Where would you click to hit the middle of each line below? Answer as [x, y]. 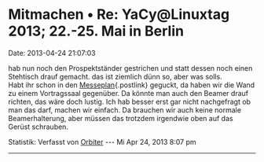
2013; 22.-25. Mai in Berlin [96, 31]
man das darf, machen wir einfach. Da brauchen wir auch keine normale [125, 110]
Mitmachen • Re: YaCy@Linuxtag [119, 15]
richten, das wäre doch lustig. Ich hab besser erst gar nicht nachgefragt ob [130, 101]
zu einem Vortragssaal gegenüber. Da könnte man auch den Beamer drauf [128, 93]
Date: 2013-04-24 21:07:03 [52, 53]
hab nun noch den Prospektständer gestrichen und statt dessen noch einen [130, 68]
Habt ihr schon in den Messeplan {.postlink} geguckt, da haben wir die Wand [132, 85]
